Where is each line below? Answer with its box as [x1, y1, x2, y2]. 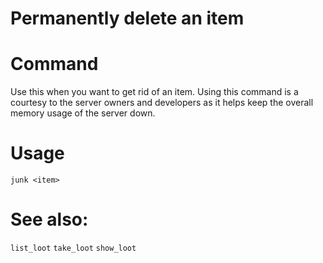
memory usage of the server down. [10, 107, 156, 119]
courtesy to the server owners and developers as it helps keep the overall [10, 97, 314, 109]
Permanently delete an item [10, 7, 245, 30]
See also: [10, 208, 89, 231]
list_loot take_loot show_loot [10, 243, 137, 253]
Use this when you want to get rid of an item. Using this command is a [10, 86, 299, 98]
